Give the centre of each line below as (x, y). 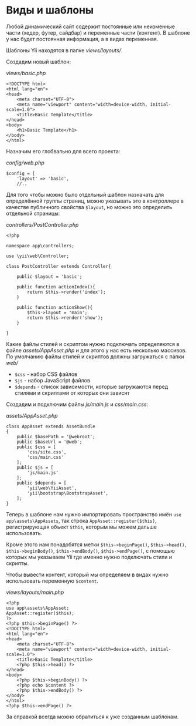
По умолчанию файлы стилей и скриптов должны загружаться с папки (95, 357)
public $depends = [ (42, 483)
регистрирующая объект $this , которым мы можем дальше (81, 527)
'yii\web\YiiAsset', (52, 488)
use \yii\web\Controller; (37, 256)
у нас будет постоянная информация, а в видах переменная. (82, 39)
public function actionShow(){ (55, 307)
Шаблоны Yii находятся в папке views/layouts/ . (64, 50)
